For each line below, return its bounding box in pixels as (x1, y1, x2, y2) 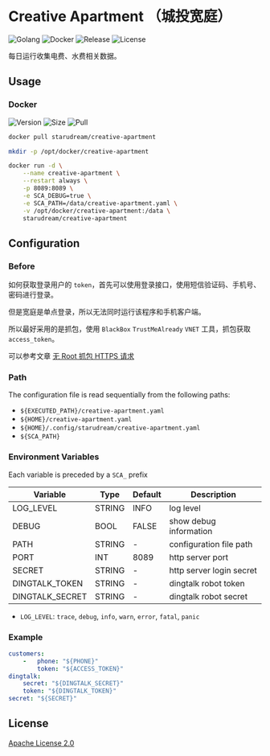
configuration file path (169, 538, 253, 549)
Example (8, 631, 43, 643)
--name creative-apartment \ (22, 170, 121, 178)
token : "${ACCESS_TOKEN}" (37, 664, 125, 672)
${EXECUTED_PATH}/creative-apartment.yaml (19, 407, 165, 415)
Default (132, 488, 162, 499)
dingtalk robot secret (169, 590, 247, 602)
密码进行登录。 (8, 290, 58, 300)
